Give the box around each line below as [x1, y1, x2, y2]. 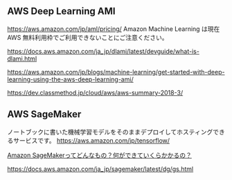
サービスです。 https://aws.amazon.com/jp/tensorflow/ [12, 136, 170, 144]
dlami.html [7, 54, 37, 63]
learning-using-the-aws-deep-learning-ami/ [7, 75, 134, 83]
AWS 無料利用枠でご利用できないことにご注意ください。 [7, 33, 168, 41]
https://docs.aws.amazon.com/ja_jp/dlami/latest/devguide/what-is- [7, 47, 199, 55]
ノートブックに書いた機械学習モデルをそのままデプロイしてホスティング [7, 128, 213, 136]
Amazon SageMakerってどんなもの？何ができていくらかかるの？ [7, 151, 193, 159]
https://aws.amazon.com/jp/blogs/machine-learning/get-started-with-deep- [7, 68, 225, 76]
